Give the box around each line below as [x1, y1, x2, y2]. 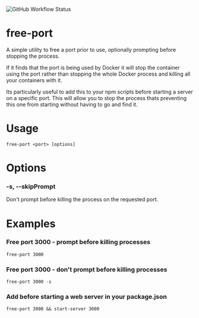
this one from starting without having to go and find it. [6, 101, 138, 108]
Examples [6, 217, 56, 230]
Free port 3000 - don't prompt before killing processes [6, 265, 168, 273]
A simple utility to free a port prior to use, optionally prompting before [6, 46, 176, 53]
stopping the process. [6, 52, 60, 60]
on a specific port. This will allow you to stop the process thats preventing [6, 94, 187, 101]
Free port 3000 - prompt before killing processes [6, 238, 150, 247]
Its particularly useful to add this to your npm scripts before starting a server [6, 88, 193, 95]
